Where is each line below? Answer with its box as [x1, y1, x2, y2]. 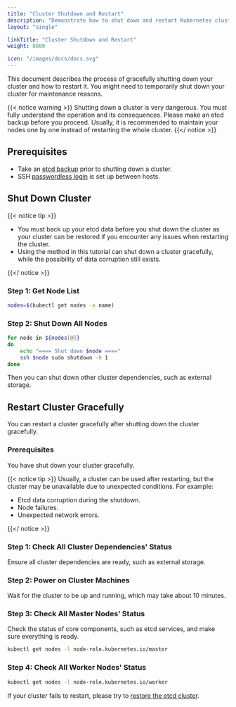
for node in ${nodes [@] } [7, 335, 80, 342]
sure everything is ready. [7, 632, 79, 641]
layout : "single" [7, 23, 58, 30]
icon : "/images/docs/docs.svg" [7, 56, 99, 63]
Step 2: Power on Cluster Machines [7, 575, 130, 585]
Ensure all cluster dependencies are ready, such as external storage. [7, 557, 206, 566]
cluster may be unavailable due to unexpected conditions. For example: [7, 482, 214, 490]
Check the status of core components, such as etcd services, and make [7, 625, 216, 633]
